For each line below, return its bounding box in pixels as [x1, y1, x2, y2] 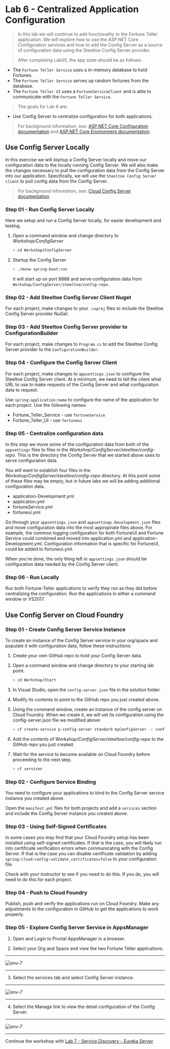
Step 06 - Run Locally [5, 573, 59, 580]
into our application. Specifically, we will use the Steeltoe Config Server [5, 173, 157, 179]
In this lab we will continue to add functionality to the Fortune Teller [17, 31, 158, 37]
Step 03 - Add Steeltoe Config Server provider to [5, 323, 127, 330]
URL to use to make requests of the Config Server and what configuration [5, 381, 159, 388]
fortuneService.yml [12, 503, 53, 510]
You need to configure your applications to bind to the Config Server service [5, 789, 164, 795]
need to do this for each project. [5, 876, 72, 883]
